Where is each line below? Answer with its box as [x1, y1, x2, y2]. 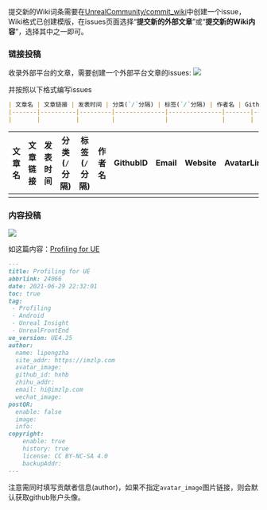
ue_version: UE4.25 [8, 334, 73, 342]
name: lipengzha [15, 349, 69, 357]
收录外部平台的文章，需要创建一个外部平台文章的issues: [8, 68, 192, 78]
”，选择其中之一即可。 [15, 27, 89, 36]
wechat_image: [15, 392, 62, 401]
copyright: [8, 430, 44, 439]
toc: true [8, 289, 41, 298]
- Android [11, 312, 44, 320]
